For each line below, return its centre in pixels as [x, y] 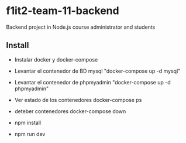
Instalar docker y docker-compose [56, 59]
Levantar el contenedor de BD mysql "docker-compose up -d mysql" [97, 71]
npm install [28, 122]
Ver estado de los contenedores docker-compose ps [78, 100]
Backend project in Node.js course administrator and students [81, 27]
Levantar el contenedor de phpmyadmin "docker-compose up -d [92, 82]
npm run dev [30, 134]
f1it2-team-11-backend [63, 11]
